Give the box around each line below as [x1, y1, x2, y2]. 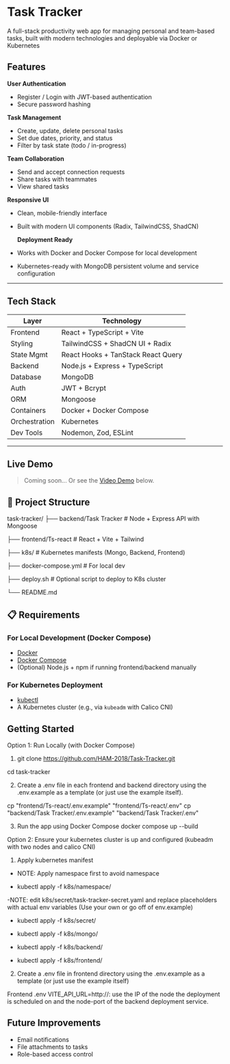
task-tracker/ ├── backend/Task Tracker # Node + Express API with [7, 515, 200, 523]
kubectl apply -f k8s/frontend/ [16, 956, 103, 964]
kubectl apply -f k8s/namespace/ [16, 882, 112, 891]
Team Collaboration [7, 154, 64, 162]
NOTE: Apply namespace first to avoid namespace [16, 869, 159, 878]
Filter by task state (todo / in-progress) [16, 141, 127, 149]
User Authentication [7, 80, 66, 88]
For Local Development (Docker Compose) [7, 633, 151, 642]
